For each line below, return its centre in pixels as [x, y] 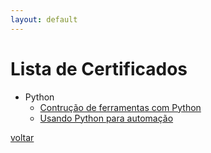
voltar [22, 137]
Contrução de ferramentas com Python [120, 107]
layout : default [44, 19]
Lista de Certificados [99, 68]
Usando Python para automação [106, 118]
